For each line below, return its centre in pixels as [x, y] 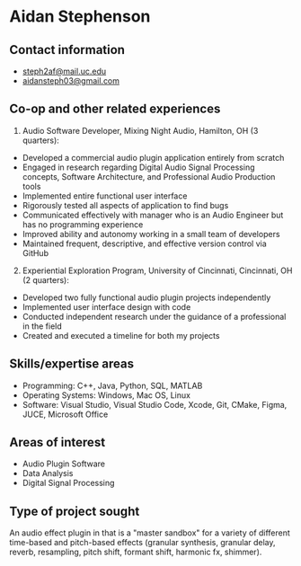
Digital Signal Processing [68, 483]
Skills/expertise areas [72, 364]
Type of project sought [75, 511]
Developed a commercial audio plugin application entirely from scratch [153, 157]
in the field [42, 326]
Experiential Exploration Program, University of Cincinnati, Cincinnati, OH [157, 270]
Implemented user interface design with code [106, 306]
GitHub [35, 252]
